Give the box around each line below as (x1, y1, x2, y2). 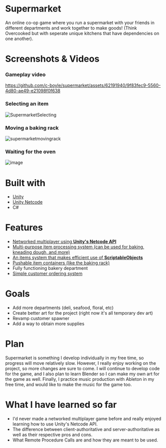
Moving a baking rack (5, 124, 59, 131)
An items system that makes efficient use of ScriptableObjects (12, 254, 143, 261)
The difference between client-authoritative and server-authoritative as (12, 426, 160, 432)
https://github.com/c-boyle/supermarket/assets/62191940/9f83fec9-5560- (5, 82, 161, 88)
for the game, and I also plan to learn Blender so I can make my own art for (5, 371, 159, 377)
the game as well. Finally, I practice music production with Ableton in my (5, 376, 154, 382)
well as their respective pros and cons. (12, 432, 93, 437)
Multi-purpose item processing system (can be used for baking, (12, 244, 144, 250)
